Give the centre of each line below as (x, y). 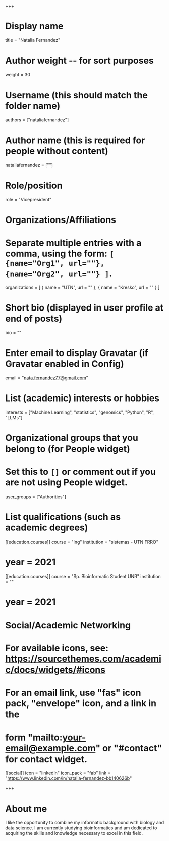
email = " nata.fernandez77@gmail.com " (47, 378)
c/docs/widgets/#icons (55, 670)
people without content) (57, 151)
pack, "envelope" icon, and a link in (81, 704)
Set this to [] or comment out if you (81, 472)
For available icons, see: (57, 648)
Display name (34, 26)
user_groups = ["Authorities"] (36, 497)
